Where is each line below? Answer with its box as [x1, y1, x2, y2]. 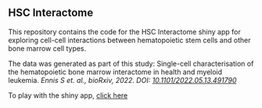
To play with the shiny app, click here [8, 90, 128, 100]
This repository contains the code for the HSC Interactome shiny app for [8, 27, 241, 36]
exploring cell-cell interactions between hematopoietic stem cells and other [8, 35, 251, 45]
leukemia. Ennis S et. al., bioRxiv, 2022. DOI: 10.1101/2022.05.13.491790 [8, 75, 237, 85]
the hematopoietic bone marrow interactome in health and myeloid [8, 67, 223, 77]
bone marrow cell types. [8, 43, 87, 53]
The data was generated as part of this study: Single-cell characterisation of [8, 59, 254, 68]
